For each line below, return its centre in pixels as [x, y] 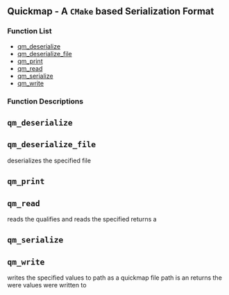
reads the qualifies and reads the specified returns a [82, 219]
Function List [29, 31]
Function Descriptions [45, 101]
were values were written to [47, 285]
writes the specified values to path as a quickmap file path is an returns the [114, 278]
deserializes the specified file [49, 160]
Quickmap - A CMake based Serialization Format [111, 11]
